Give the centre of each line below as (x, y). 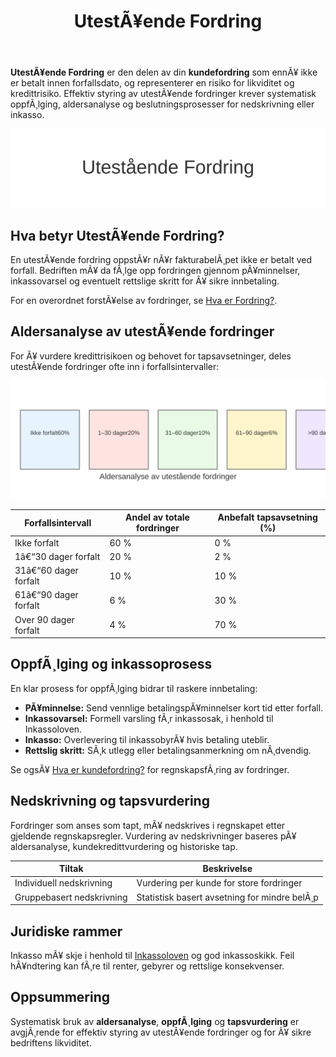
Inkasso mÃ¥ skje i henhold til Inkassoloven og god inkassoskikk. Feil (152, 955)
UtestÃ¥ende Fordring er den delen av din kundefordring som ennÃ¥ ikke (164, 72)
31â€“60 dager (46, 571)
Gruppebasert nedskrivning (71, 897)
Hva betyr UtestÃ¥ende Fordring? (117, 235)
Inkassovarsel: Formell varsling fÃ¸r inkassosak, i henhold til (149, 718)
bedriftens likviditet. (51, 1042)
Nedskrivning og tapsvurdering (110, 801)
